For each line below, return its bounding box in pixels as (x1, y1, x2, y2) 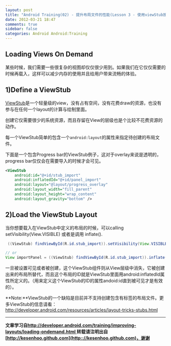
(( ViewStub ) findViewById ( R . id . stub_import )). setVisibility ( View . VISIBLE (7, 241, 167, 246)
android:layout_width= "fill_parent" (14, 187, 93, 192)
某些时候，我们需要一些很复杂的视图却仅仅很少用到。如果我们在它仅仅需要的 (5, 64, 166, 70)
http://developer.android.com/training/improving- (27, 322, 136, 329)
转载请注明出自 (76, 329, 108, 335)
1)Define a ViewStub (5, 86, 71, 94)
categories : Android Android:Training (5, 31, 88, 36)
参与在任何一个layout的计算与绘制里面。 (5, 106, 90, 112)
